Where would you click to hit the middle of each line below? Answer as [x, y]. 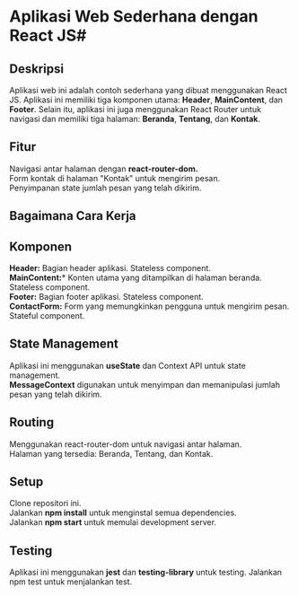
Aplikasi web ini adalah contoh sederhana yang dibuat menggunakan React [148, 90]
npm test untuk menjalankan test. [71, 582]
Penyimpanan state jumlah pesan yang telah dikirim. [105, 188]
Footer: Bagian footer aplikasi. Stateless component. [106, 297]
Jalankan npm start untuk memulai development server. [113, 522]
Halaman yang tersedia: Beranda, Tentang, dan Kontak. [111, 453]
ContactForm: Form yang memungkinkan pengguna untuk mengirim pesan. [149, 306]
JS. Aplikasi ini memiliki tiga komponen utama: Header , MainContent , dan [146, 100]
